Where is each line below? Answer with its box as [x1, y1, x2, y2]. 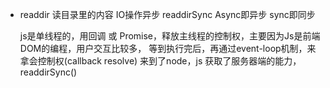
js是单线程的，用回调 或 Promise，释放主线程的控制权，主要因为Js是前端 [19, 30, 321, 42]
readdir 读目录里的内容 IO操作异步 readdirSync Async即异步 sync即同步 [19, 9, 316, 20]
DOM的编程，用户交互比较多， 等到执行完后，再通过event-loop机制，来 [19, 43, 317, 54]
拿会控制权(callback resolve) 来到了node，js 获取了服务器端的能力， [19, 55, 302, 67]
